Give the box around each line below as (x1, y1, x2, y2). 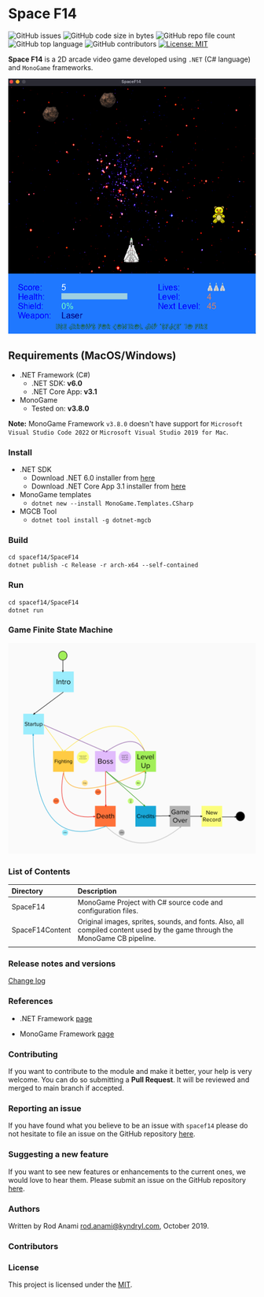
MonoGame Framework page (19, 1029, 115, 1039)
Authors (8, 1203, 41, 1214)
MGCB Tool (19, 506, 57, 516)
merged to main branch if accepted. (8, 1083, 124, 1092)
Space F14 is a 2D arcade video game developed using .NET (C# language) (8, 54, 251, 64)
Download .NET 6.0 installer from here (31, 473, 156, 482)
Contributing (8, 1049, 58, 1060)
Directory (11, 886, 43, 895)
